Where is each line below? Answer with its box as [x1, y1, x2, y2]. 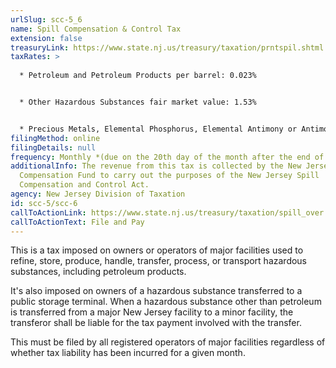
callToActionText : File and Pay [10, 217, 145, 227]
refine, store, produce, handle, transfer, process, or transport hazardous [10, 255, 308, 267]
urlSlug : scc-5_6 [10, 14, 83, 25]
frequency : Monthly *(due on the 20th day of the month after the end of [10, 152, 325, 162]
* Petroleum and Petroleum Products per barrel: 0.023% [19, 71, 257, 81]
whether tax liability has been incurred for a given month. [10, 347, 246, 359]
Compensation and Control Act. [19, 180, 150, 190]
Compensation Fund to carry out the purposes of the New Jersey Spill [19, 171, 320, 181]
